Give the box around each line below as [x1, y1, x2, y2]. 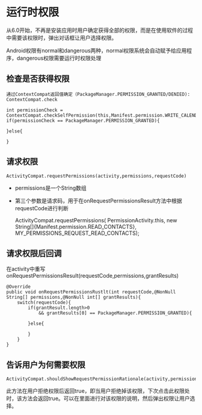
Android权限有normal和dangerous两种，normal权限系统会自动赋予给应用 [6, 46, 187, 54]
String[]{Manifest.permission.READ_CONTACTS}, [14, 223, 137, 230]
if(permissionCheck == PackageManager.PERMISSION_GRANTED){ [6, 117, 161, 123]
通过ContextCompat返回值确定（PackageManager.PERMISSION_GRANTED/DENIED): [6, 91, 191, 97]
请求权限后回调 [6, 248, 62, 258]
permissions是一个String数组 [14, 184, 87, 192]
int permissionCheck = [6, 107, 63, 113]
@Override [6, 284, 31, 290]
